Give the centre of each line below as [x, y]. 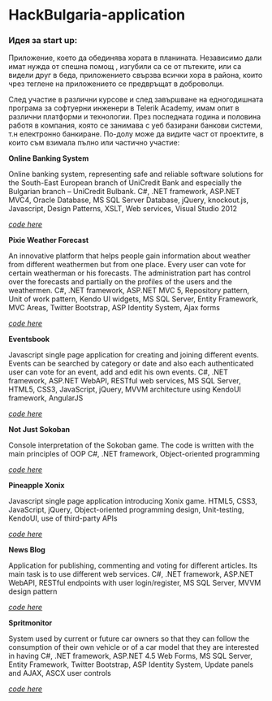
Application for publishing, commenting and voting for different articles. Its [133, 565]
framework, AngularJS [46, 398]
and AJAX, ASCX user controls [60, 673]
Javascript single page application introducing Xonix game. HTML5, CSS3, [133, 501]
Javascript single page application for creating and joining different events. [134, 355]
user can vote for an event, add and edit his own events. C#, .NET [119, 372]
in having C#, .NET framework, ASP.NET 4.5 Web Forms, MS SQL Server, [131, 656]
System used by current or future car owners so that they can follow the [129, 638]
